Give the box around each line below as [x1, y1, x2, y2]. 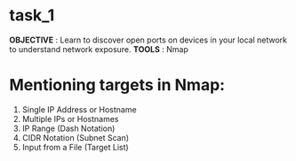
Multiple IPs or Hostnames [21, 113, 119, 124]
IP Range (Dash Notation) [21, 123, 116, 134]
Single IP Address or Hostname [21, 103, 137, 115]
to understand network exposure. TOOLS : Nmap [9, 43, 188, 54]
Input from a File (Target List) [21, 142, 129, 152]
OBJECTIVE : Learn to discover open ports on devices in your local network [9, 34, 287, 45]
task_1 [9, 5, 55, 26]
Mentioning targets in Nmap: [9, 75, 225, 96]
